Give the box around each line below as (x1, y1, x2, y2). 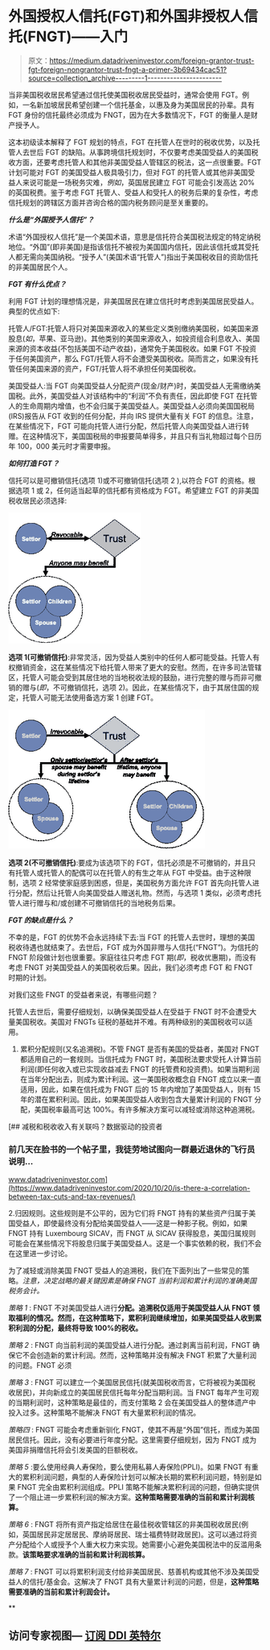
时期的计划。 (8, 972, 51, 982)
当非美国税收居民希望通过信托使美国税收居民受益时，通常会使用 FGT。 (8, 89, 243, 99)
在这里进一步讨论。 (8, 1249, 72, 1258)
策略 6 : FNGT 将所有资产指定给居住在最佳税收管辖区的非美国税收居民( (8, 1519, 242, 1529)
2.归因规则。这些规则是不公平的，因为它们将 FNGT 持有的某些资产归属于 (8, 1208, 249, 1218)
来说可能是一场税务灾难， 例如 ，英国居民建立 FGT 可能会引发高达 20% (22, 177, 256, 187)
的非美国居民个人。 (8, 262, 72, 272)
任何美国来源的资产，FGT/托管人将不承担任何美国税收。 (14, 363, 201, 373)
